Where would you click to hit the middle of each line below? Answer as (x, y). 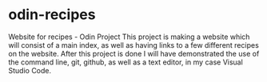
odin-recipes (52, 15)
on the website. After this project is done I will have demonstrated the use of (134, 53)
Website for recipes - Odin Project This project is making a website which (129, 37)
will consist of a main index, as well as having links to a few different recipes (134, 45)
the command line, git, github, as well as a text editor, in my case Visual (126, 62)
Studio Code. (30, 70)
